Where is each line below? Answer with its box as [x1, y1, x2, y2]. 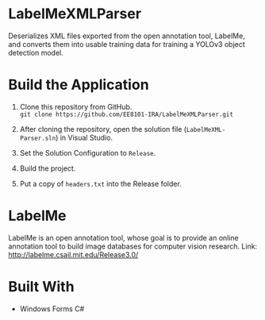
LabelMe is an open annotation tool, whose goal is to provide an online [8, 233, 240, 242]
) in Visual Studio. [55, 133, 113, 142]
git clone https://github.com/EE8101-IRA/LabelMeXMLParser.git [19, 110, 234, 118]
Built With [8, 278, 75, 295]
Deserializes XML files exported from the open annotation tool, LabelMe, [8, 31, 246, 40]
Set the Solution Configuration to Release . [19, 148, 156, 157]
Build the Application [8, 76, 149, 94]
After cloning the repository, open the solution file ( [19, 124, 187, 133]
